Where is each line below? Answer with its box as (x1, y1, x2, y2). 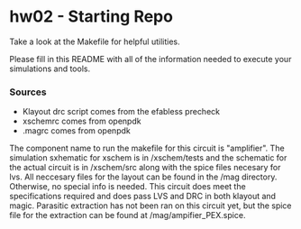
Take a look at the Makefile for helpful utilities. (9, 36, 180, 47)
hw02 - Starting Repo (9, 6, 174, 27)
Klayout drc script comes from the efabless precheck (22, 106, 221, 117)
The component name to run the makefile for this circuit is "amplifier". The (9, 142, 286, 154)
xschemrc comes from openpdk (22, 115, 141, 127)
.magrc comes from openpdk (22, 125, 131, 136)
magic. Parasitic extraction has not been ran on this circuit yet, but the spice (9, 200, 292, 211)
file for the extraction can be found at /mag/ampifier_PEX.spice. (9, 210, 246, 221)
